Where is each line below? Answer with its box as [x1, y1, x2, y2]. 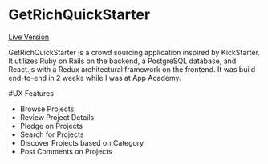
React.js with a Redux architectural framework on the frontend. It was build [8, 64, 256, 74]
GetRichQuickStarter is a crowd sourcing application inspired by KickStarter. [8, 47, 261, 57]
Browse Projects [19, 104, 75, 114]
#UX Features [8, 88, 55, 98]
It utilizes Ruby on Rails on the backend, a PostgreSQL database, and [8, 56, 237, 66]
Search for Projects [19, 130, 84, 139]
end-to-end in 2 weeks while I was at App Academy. [8, 73, 182, 82]
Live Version [8, 32, 50, 42]
